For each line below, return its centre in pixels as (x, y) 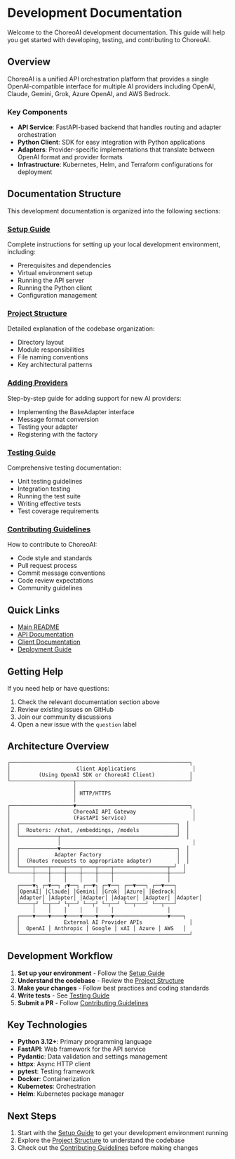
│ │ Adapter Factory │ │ (99, 854)
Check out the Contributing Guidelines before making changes (108, 1148)
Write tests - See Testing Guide (63, 995)
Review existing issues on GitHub (66, 709)
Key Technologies (47, 1025)
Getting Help (35, 671)
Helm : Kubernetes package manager (71, 1094)
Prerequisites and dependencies (64, 265)
